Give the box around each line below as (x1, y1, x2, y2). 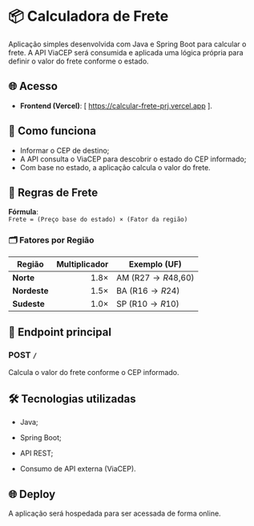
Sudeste (12, 298, 46, 309)
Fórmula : (8, 207, 38, 217)
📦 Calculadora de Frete (8, 7, 169, 26)
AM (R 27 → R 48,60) (115, 271, 195, 283)
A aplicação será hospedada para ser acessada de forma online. (8, 508, 222, 518)
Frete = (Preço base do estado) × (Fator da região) (8, 215, 188, 224)
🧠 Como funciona (8, 124, 96, 138)
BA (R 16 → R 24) (115, 285, 180, 296)
